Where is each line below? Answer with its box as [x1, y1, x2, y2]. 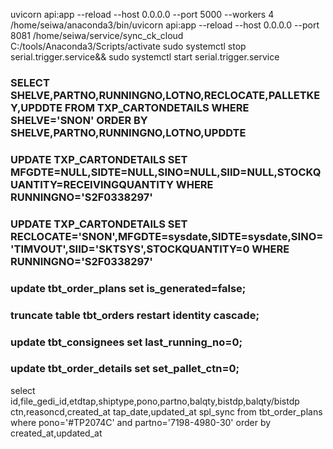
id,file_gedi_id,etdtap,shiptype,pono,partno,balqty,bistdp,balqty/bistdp [10, 395, 300, 407]
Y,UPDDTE [10, 100, 63, 114]
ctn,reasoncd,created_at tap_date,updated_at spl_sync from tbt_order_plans [10, 405, 323, 418]
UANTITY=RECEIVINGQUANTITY [10, 177, 174, 191]
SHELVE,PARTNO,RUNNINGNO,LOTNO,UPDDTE [10, 125, 247, 139]
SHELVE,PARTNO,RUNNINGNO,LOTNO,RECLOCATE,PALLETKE [10, 88, 321, 102]
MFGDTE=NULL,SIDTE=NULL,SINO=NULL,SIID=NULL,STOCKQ [10, 165, 322, 179]
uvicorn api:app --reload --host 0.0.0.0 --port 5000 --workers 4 [10, 9, 275, 20]
